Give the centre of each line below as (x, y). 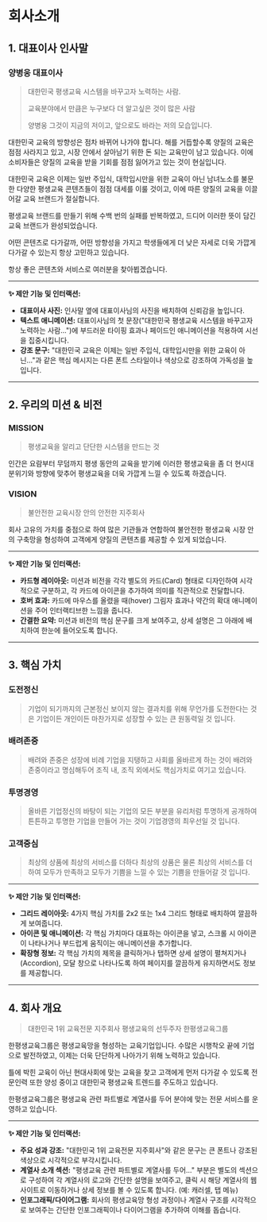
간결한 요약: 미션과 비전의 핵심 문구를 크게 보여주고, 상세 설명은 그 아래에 (132, 620)
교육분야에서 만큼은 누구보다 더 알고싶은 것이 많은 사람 (112, 108)
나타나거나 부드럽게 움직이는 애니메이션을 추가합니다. (110, 943)
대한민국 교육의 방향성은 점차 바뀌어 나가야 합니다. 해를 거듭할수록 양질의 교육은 (131, 142)
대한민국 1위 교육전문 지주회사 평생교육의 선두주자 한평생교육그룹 (128, 1029)
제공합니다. (46, 973)
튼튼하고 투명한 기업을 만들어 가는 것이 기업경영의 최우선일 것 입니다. (133, 821)
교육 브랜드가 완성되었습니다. (53, 225)
